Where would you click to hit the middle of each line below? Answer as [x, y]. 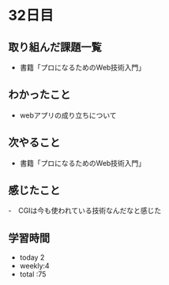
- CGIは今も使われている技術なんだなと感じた [85, 211]
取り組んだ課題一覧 [55, 47]
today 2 [32, 257]
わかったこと [39, 95]
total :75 [33, 274]
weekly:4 [34, 266]
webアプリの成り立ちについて [68, 115]
